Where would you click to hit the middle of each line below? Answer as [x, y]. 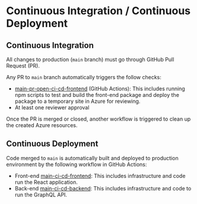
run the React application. [46, 182]
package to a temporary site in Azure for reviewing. [77, 101]
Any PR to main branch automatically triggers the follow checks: [84, 77]
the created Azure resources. [42, 125]
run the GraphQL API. [41, 195]
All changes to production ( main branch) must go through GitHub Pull [90, 59]
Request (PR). [23, 66]
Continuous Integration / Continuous [99, 11]
